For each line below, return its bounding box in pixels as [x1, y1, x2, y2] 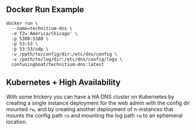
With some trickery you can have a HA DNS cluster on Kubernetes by [6, 93, 175, 100]
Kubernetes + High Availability [6, 78, 121, 88]
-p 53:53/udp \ [11, 46, 49, 52]
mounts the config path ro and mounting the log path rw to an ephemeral [6, 112, 183, 119]
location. [6, 118, 28, 125]
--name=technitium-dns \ [11, 25, 73, 31]
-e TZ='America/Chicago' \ [11, 31, 78, 36]
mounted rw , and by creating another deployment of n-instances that [6, 105, 174, 112]
